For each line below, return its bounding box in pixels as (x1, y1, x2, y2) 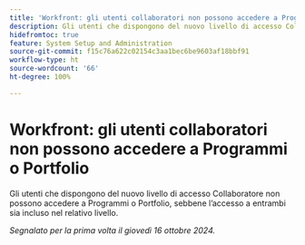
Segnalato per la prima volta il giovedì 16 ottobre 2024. (9, 224, 216, 236)
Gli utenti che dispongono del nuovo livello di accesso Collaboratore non (9, 188, 280, 199)
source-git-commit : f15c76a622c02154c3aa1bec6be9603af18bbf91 (9, 47, 250, 56)
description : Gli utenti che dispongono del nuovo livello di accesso (9, 22, 282, 31)
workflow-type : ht (9, 55, 79, 64)
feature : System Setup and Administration (9, 38, 172, 48)
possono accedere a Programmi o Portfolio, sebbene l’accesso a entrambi (9, 197, 286, 209)
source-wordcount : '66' (9, 64, 100, 73)
